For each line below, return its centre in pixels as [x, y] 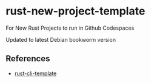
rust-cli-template [35, 73]
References [28, 59]
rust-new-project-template [75, 11]
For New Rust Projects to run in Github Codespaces [70, 28]
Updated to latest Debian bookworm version [61, 39]
